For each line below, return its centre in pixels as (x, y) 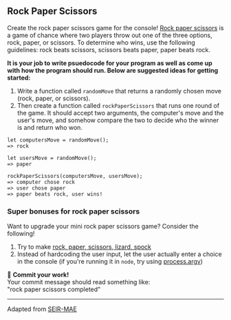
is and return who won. (49, 127)
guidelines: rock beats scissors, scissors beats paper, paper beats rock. (109, 49)
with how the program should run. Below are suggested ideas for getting (113, 70)
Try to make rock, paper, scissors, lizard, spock (84, 247)
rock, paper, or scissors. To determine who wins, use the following (101, 42)
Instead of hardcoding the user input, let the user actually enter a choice (119, 254)
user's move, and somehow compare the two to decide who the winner (118, 120)
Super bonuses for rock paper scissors (74, 211)
